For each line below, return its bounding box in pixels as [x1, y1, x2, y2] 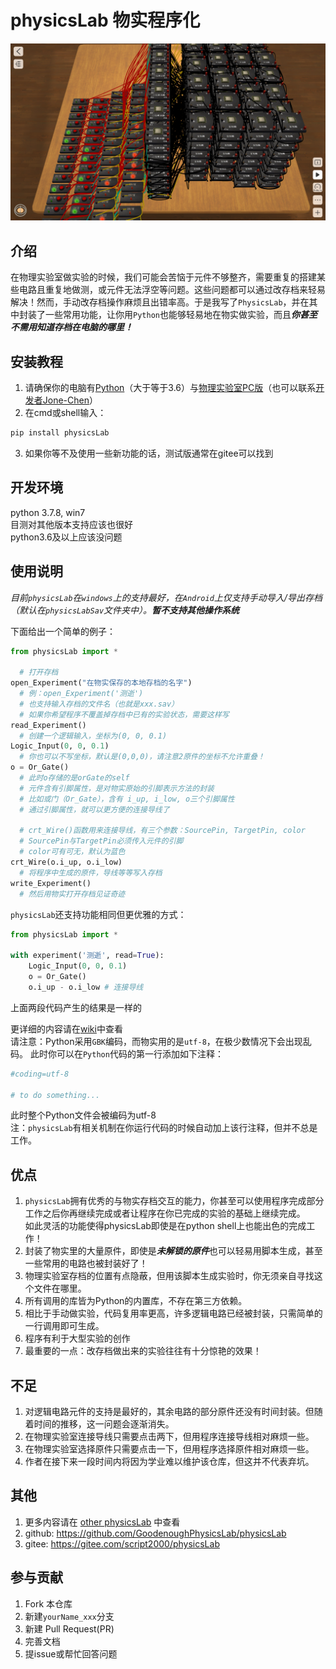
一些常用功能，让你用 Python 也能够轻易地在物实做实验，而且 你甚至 [44, 309, 318, 321]
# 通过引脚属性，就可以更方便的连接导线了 [19, 804, 170, 815]
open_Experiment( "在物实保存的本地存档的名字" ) [10, 678, 193, 688]
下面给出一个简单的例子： [10, 625, 116, 637]
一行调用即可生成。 [24, 1320, 105, 1332]
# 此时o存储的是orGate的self [19, 773, 130, 783]
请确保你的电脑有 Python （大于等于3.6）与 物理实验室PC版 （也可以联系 [24, 382, 317, 394]
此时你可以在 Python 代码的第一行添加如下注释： [29, 1047, 224, 1060]
